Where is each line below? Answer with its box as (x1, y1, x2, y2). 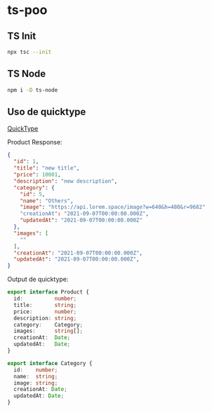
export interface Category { (7, 359, 93, 366)
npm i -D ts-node (7, 86, 58, 93)
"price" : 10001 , (13, 171, 61, 178)
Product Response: (7, 138, 62, 146)
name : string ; (13, 373, 58, 380)
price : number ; (13, 308, 77, 315)
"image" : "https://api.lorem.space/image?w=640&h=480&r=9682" (20, 204, 206, 211)
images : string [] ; (13, 328, 83, 335)
